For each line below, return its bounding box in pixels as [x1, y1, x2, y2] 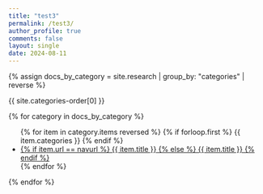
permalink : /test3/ [8, 19, 74, 27]
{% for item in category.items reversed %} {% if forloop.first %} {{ [19, 127, 241, 137]
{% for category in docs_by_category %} [8, 112, 144, 121]
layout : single [8, 42, 60, 50]
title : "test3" [8, 11, 60, 20]
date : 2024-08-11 [8, 49, 67, 57]
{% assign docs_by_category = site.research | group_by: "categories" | [8, 72, 245, 81]
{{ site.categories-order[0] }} [8, 96, 105, 105]
